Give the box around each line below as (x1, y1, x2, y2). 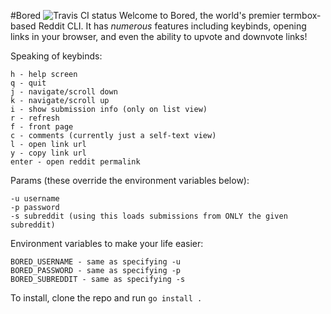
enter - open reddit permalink (10, 157, 141, 167)
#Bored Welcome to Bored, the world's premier (10, 10, 281, 21)
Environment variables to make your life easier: (10, 238, 204, 249)
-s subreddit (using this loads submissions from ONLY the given (10, 211, 288, 221)
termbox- (282, 10, 322, 21)
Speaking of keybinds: (10, 50, 103, 62)
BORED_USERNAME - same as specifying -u (10, 257, 182, 267)
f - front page (10, 122, 74, 132)
